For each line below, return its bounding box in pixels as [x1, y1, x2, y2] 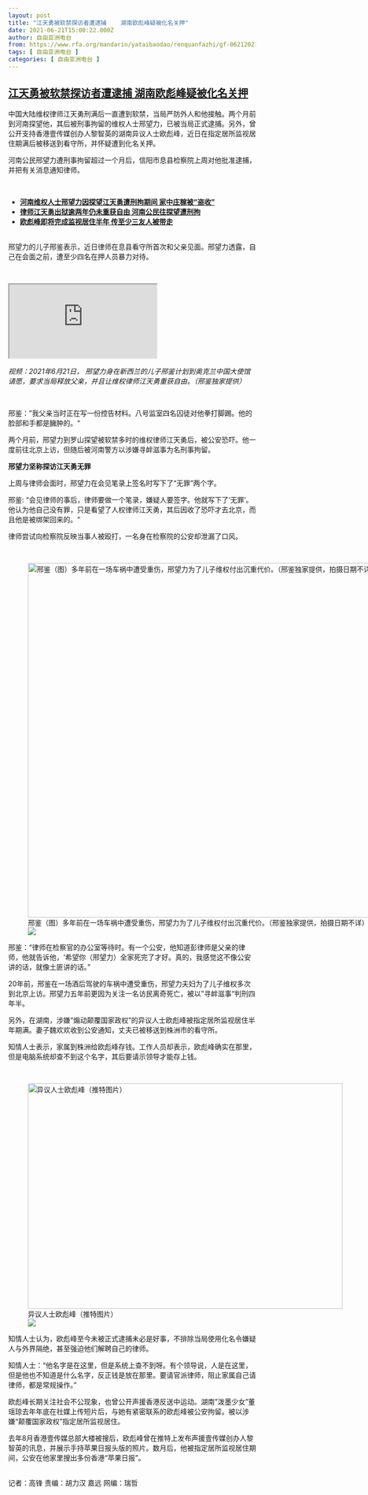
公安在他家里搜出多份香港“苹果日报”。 [21, 1452, 145, 1462]
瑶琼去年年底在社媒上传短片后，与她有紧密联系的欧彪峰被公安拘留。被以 [8, 1407, 242, 1416]
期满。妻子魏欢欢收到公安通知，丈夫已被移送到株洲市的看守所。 [14, 1025, 222, 1034]
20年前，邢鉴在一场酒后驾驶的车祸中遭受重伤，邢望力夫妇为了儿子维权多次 [8, 978, 252, 989]
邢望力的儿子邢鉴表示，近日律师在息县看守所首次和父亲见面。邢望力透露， [8, 242, 249, 251]
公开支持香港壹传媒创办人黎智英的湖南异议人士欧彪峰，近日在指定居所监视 [8, 128, 249, 138]
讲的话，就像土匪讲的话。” [8, 962, 91, 971]
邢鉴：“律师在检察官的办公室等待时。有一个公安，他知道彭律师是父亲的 [8, 942, 239, 952]
